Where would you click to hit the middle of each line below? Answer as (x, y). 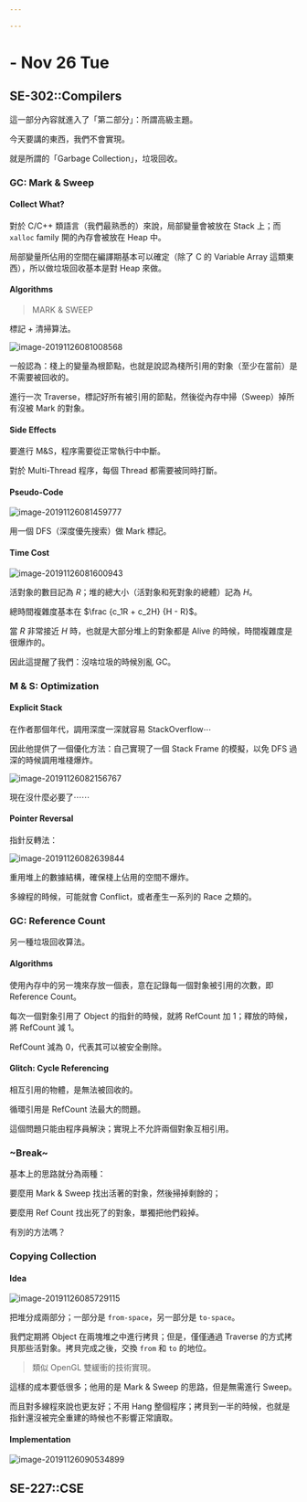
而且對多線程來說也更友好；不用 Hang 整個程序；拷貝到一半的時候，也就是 (150, 1406)
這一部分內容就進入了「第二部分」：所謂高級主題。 (104, 119)
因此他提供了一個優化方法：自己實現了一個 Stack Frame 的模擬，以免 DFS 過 (153, 748)
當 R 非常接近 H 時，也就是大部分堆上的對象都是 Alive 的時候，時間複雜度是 (151, 631)
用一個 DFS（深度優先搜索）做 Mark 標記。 (90, 531)
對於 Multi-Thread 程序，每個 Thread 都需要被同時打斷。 (116, 471)
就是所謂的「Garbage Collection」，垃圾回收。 (96, 158)
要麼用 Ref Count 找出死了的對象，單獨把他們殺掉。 (106, 1213)
